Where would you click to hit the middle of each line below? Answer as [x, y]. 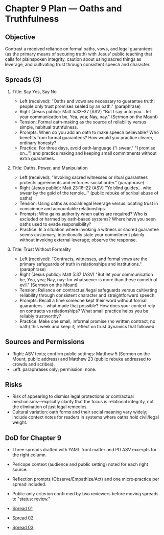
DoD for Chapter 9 [33, 438]
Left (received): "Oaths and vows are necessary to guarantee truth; [87, 101]
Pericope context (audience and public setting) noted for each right [80, 464]
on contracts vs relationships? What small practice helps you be [84, 311]
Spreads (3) [23, 80]
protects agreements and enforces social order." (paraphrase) [82, 182]
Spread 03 [23, 528]
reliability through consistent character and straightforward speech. [87, 295]
